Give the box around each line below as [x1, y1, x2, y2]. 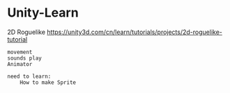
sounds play [7, 54, 42, 62]
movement [7, 49, 33, 56]
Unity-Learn [7, 5, 79, 21]
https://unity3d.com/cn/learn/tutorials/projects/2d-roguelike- [47, 28, 223, 36]
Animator [7, 60, 33, 67]
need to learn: [7, 73, 52, 80]
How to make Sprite [20, 78, 77, 86]
